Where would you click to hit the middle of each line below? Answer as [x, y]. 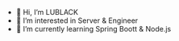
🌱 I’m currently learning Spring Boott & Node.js [94, 29]
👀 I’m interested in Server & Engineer [77, 20]
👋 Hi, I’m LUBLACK [47, 12]
